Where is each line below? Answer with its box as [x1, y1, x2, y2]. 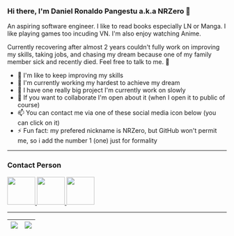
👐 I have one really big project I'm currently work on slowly [17, 86, 186, 95]
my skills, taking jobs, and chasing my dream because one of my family [7, 50, 212, 58]
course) [17, 101, 40, 109]
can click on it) [17, 118, 61, 127]
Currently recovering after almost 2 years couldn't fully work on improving [7, 43, 220, 52]
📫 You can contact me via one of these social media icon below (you [17, 109, 217, 117]
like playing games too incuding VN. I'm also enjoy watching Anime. [7, 29, 202, 38]
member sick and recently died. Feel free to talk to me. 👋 [7, 58, 170, 66]
